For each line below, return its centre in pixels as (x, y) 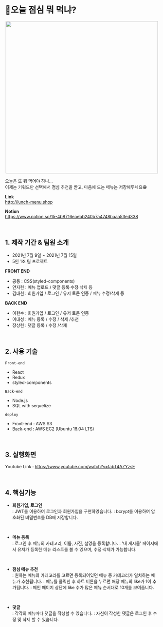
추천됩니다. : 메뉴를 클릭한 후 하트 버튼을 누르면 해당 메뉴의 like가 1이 (86, 581)
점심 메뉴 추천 (25, 569)
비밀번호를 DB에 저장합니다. (52, 517)
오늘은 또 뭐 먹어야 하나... (29, 181)
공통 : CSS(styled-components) (43, 281)
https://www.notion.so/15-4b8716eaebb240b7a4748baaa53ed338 (72, 216)
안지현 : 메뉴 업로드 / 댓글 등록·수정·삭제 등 (52, 287)
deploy (12, 415)
